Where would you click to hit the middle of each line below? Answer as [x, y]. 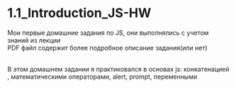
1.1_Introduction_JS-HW [79, 13]
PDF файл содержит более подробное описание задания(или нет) [107, 48]
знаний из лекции [34, 40]
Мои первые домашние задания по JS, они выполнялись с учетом [108, 33]
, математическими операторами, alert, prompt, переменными [102, 77]
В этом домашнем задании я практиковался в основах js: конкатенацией [118, 69]
